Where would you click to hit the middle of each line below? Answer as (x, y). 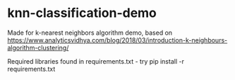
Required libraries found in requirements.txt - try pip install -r (96, 61)
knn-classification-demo (82, 13)
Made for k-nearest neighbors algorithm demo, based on (90, 33)
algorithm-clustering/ (38, 47)
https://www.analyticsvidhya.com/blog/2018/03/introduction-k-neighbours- (117, 40)
